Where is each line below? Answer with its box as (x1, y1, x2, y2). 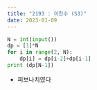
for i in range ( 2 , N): (7, 49, 73, 56)
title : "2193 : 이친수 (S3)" (7, 10, 87, 17)
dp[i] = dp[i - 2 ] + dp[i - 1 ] (19, 55, 91, 63)
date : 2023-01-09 (7, 17, 58, 24)
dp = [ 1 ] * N (7, 43, 39, 50)
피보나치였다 (17, 75, 52, 84)
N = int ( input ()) (7, 36, 58, 43)
